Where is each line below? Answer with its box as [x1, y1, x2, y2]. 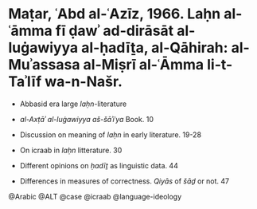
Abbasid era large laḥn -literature [19, 99, 127, 108]
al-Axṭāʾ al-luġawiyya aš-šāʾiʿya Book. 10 [19, 114, 154, 124]
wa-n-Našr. [45, 73, 123, 91]
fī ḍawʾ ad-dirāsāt [55, 22, 174, 40]
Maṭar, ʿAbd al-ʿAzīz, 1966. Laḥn [8, 5, 221, 23]
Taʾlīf [8, 73, 42, 91]
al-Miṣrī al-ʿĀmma [83, 56, 204, 74]
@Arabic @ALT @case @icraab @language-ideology [8, 191, 182, 201]
